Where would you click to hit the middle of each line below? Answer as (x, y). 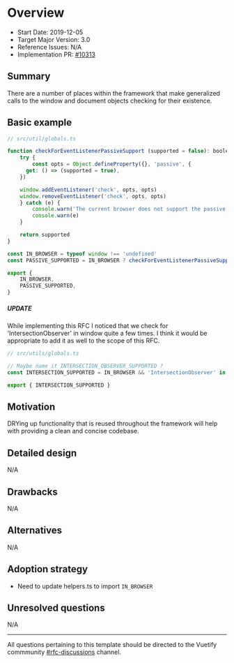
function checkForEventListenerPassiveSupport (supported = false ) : (109, 151)
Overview (36, 13)
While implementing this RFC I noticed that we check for (88, 326)
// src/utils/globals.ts (43, 354)
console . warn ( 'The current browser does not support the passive (129, 209)
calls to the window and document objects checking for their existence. (110, 100)
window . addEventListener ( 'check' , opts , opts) (88, 190)
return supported (45, 235)
